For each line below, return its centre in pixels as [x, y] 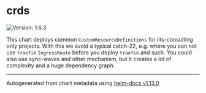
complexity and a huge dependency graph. [61, 65]
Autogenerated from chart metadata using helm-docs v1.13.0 [83, 83]
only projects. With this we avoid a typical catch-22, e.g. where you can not [102, 46]
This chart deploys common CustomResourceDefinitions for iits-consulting [100, 39]
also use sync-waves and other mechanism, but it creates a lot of [89, 59]
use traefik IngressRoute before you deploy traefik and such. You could [99, 52]
